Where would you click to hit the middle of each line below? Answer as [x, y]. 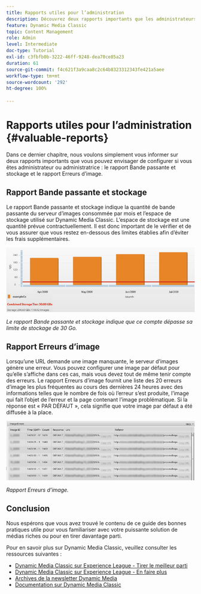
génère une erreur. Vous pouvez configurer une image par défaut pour [93, 367]
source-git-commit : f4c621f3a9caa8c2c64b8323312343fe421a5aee [85, 70]
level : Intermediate [32, 44]
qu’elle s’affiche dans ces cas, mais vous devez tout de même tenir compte [99, 374]
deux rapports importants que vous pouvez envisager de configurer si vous [99, 161]
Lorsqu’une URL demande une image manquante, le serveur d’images [92, 361]
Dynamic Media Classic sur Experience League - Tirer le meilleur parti [101, 565]
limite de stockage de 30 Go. [42, 328]
